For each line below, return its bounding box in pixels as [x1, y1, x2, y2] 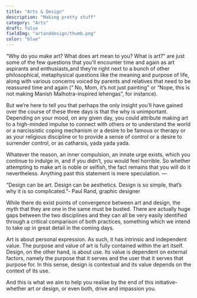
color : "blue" [6, 36, 41, 42]
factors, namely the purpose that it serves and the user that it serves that [6, 255, 184, 261]
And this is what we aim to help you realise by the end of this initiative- [6, 279, 178, 286]
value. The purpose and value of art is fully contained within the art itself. [6, 242, 184, 249]
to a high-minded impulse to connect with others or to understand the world [6, 121, 191, 127]
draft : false [6, 25, 38, 31]
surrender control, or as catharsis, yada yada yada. [6, 140, 130, 146]
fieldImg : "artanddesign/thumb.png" [6, 31, 96, 37]
